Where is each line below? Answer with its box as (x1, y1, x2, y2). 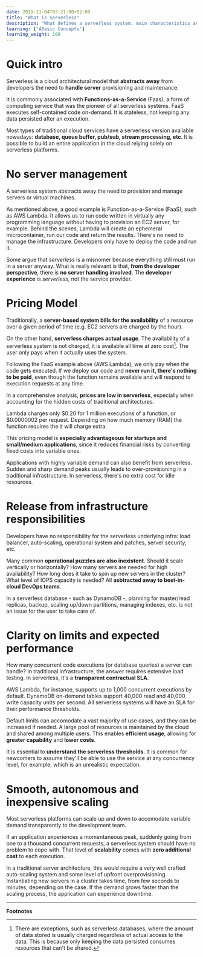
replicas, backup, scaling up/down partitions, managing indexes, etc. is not (6, 601, 193, 608)
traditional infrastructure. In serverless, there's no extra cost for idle (6, 472, 175, 479)
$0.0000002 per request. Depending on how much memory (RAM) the (6, 416, 182, 423)
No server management (6, 167, 128, 181)
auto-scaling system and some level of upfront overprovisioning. (6, 871, 167, 878)
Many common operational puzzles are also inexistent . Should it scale (6, 557, 184, 564)
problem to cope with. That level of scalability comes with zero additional (6, 846, 192, 853)
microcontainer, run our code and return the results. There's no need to (6, 232, 184, 238)
